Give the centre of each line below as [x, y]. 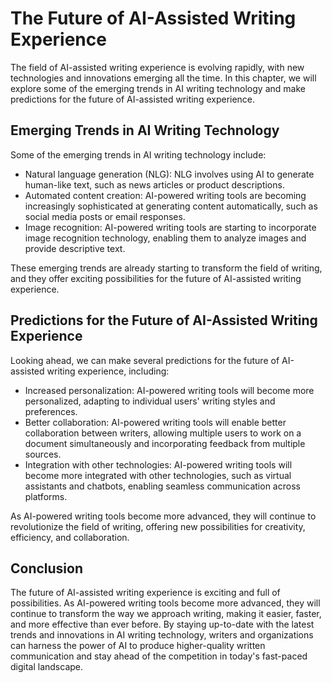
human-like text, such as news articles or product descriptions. [154, 184]
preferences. [51, 411]
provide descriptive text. [75, 248]
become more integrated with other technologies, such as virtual [158, 475]
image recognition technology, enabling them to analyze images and [165, 238]
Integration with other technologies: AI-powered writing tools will [158, 464]
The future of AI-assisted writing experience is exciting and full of [145, 593]
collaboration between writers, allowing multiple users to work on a [163, 433]
